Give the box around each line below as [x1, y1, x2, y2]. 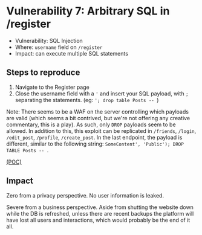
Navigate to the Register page [15, 83, 90, 91]
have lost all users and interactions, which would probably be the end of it [6, 216, 191, 224]
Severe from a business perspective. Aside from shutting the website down [6, 204, 194, 211]
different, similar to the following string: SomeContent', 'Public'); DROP [6, 140, 184, 147]
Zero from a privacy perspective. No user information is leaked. [6, 192, 165, 199]
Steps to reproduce [6, 68, 80, 78]
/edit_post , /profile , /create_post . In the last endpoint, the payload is [6, 134, 183, 141]
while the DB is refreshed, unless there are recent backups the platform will [6, 210, 194, 217]
